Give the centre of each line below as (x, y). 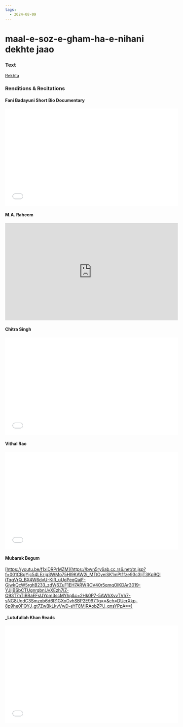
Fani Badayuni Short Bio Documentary (45, 100)
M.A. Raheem (19, 215)
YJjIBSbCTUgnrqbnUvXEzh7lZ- (37, 590)
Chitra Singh (18, 329)
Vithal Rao (16, 444)
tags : (11, 10)
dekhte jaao (30, 49)
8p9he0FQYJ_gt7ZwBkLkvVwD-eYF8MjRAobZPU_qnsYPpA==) (69, 606)
